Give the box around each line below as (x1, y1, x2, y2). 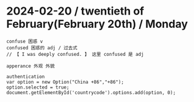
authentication (6, 73, 45, 80)
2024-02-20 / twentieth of (6, 4, 145, 18)
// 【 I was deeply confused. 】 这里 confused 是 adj (6, 51, 145, 57)
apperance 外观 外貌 (6, 63, 55, 69)
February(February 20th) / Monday (6, 17, 188, 31)
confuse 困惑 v (6, 38, 43, 44)
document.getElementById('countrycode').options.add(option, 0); (6, 89, 176, 95)
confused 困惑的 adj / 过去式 (6, 44, 77, 51)
